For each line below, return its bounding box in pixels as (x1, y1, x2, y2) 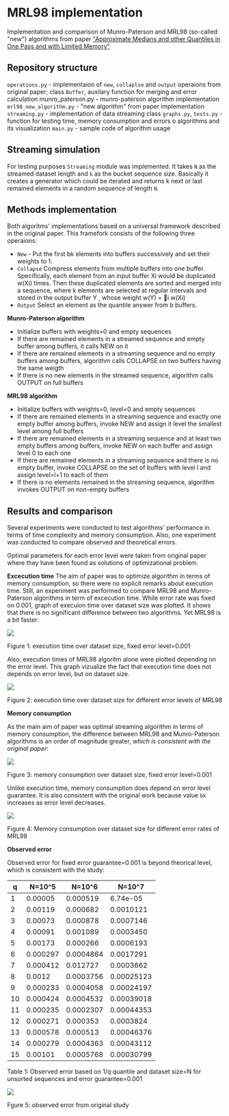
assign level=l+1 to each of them (16, 471, 109, 479)
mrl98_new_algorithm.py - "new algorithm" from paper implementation (7, 102, 205, 111)
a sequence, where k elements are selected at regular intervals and (16, 286, 207, 294)
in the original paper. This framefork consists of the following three (7, 229, 195, 237)
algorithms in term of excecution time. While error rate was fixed (33, 594, 215, 602)
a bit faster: (7, 616, 40, 624)
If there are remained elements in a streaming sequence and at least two (16, 434, 221, 443)
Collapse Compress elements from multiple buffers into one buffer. (16, 264, 205, 272)
